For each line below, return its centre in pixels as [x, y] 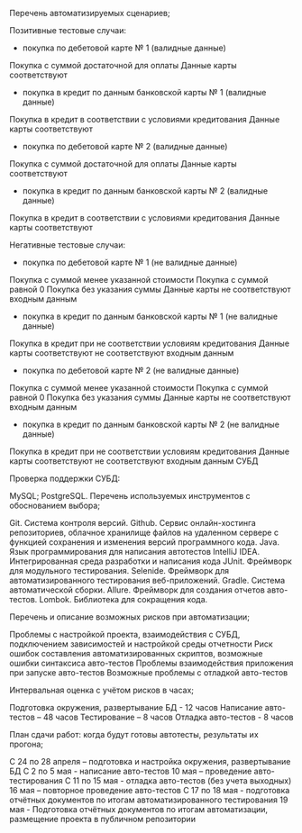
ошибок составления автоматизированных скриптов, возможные [136, 653]
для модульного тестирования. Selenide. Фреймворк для [119, 570]
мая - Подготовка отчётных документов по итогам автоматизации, [139, 809]
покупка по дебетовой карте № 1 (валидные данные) [124, 48]
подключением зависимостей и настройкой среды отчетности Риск [141, 644]
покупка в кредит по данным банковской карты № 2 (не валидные [151, 424]
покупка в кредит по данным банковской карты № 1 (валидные [144, 92]
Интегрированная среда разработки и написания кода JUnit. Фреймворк [151, 561]
